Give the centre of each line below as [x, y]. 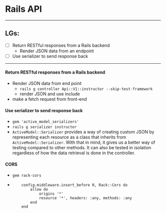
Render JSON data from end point [47, 84]
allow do [39, 190]
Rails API [23, 9]
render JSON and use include [50, 94]
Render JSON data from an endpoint [57, 51]
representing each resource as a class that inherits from [69, 137]
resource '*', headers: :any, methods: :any [85, 198]
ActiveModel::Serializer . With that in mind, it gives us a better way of [84, 142]
